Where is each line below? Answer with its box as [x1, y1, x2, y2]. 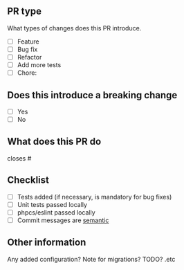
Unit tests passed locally [17, 200, 88, 208]
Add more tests [17, 61, 62, 69]
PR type [7, 6, 42, 17]
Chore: [17, 69, 37, 77]
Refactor [17, 53, 42, 61]
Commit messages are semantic [17, 216, 109, 224]
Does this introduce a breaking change [7, 89, 178, 101]
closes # [7, 154, 32, 162]
